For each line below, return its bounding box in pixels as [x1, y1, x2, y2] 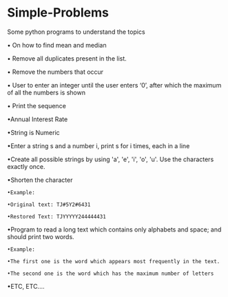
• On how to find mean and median [7, 41, 107, 49]
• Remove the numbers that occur [7, 68, 104, 76]
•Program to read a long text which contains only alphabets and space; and [7, 225, 222, 234]
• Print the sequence [7, 101, 67, 110]
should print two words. [7, 232, 74, 240]
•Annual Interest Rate [7, 115, 68, 123]
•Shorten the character [7, 176, 73, 184]
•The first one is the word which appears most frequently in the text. [7, 258, 220, 265]
